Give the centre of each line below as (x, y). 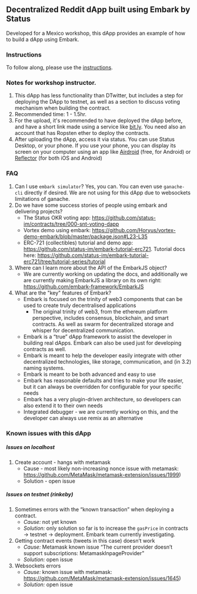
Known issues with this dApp (49, 433)
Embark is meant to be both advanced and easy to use (89, 374)
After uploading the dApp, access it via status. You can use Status (95, 139)
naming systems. (44, 368)
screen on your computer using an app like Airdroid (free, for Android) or (103, 152)
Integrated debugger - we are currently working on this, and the (101, 411)
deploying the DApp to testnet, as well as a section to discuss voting (97, 102)
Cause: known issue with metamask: (68, 572)
